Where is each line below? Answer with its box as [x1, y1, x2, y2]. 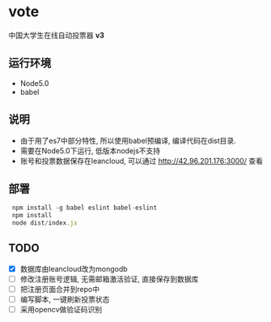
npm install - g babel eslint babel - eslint [11, 204, 158, 213]
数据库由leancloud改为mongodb [19, 264, 128, 273]
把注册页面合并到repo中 [19, 284, 100, 294]
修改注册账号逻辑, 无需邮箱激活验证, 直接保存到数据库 [19, 274, 199, 284]
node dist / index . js [11, 219, 78, 227]
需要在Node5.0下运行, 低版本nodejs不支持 [19, 145, 161, 156]
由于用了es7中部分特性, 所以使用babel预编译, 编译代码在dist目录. [19, 135, 236, 145]
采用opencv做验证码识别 [19, 305, 103, 315]
